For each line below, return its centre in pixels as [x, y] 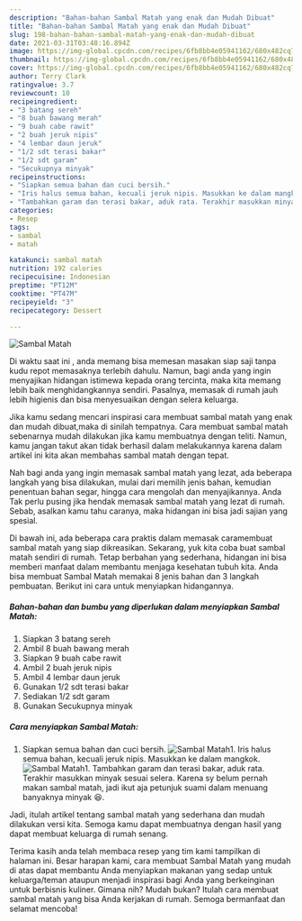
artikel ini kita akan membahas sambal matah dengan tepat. [119, 455]
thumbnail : [30, 59]
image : [22, 51]
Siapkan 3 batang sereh [66, 639]
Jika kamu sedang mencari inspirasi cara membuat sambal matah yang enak [151, 417]
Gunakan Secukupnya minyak [77, 706]
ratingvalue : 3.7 [42, 85]
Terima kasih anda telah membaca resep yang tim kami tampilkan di [135, 852]
